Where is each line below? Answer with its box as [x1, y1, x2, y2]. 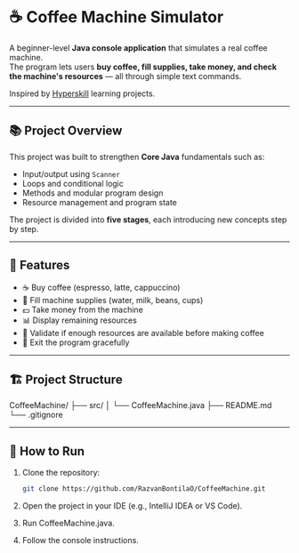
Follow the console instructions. [21, 535, 140, 546]
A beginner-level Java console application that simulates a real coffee [9, 42, 268, 53]
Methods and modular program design [21, 188, 164, 198]
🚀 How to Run [9, 444, 85, 459]
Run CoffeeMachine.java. [21, 517, 116, 529]
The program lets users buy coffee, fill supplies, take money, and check [9, 61, 278, 72]
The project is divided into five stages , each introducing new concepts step [9, 214, 287, 225]
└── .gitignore [9, 410, 64, 421]
